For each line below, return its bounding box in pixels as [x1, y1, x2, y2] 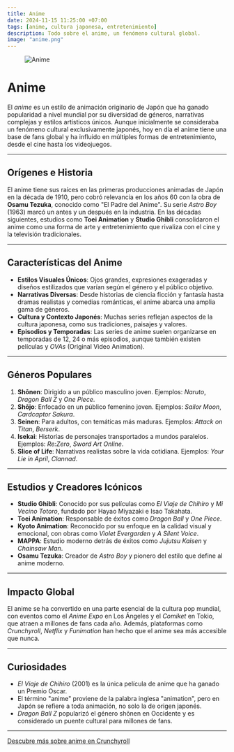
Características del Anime [7, 256, 123, 269]
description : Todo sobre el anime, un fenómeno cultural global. [7, 29, 201, 37]
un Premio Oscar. [17, 686, 68, 695]
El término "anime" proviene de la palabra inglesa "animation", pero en [17, 694, 220, 702]
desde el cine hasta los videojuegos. [7, 140, 112, 149]
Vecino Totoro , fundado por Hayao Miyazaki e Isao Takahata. [17, 507, 193, 516]
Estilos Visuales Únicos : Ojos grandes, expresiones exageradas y [17, 275, 208, 284]
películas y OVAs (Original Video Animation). [17, 342, 145, 350]
